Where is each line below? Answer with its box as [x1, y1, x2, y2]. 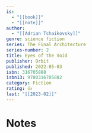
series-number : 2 [6, 47, 49, 53]
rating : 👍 [6, 86, 33, 92]
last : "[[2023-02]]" [6, 91, 58, 97]
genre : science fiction [6, 36, 65, 42]
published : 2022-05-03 [6, 63, 62, 70]
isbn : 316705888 [6, 69, 46, 75]
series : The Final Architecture [6, 42, 86, 48]
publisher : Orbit [6, 58, 49, 64]
